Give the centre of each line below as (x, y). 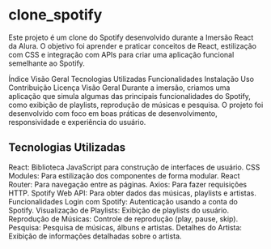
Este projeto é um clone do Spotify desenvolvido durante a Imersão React (131, 37)
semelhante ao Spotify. (47, 63)
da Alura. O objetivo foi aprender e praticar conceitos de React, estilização (133, 45)
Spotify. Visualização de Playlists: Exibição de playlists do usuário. (119, 210)
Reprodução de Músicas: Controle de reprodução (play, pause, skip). (123, 219)
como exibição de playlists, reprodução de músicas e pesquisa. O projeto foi (136, 105)
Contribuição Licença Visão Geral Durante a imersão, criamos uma (119, 88)
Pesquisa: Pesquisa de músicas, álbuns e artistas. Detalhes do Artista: (125, 227)
